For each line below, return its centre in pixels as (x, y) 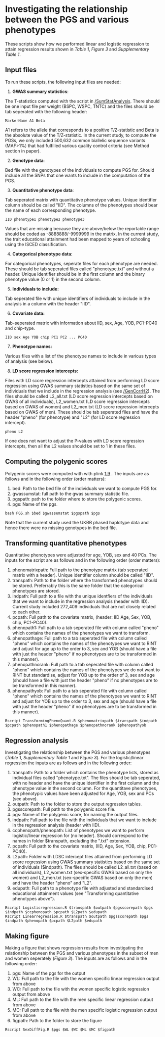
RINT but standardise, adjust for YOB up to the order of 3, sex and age (83, 675)
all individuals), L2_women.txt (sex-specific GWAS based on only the (82, 873)
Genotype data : (29, 160)
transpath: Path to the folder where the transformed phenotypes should (85, 581)
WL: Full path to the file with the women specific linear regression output (86, 978)
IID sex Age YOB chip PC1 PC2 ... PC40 (46, 337)
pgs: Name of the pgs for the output (49, 973)
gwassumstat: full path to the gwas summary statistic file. (71, 494)
